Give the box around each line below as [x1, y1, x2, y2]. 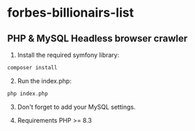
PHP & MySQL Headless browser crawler [7, 33, 188, 44]
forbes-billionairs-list [7, 5, 134, 21]
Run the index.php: [17, 76, 72, 85]
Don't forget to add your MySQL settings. [17, 103, 136, 111]
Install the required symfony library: [17, 51, 120, 59]
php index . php [7, 90, 49, 97]
